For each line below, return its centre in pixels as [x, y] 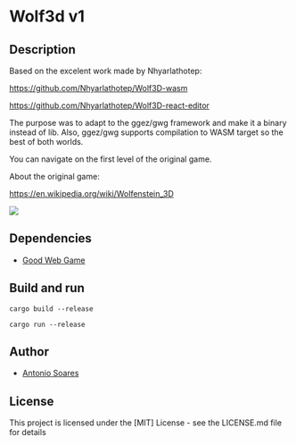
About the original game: [54, 176]
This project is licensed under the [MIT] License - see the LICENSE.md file [146, 423]
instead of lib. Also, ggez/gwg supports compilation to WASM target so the [146, 132]
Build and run [47, 288]
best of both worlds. [46, 142]
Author [29, 352]
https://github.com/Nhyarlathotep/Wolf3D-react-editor [109, 105]
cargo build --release [51, 309]
